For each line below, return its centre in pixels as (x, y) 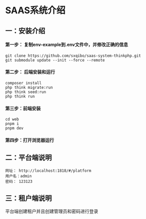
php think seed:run (26, 92)
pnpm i (12, 124)
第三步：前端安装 (23, 108)
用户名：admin (18, 176)
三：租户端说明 (29, 198)
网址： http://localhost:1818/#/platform (48, 171)
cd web (12, 119)
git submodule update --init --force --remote (55, 60)
